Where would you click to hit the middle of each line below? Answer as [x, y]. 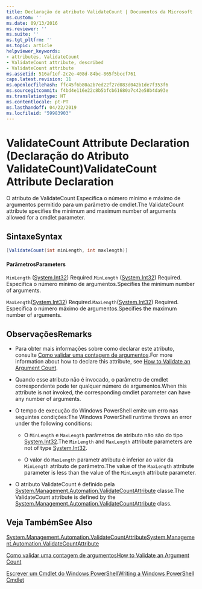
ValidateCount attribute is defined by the [65, 497]
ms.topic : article [29, 46]
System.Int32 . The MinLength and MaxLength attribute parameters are [108, 441]
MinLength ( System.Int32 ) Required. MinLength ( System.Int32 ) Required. [94, 278]
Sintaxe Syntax [34, 236]
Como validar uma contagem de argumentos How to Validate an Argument [98, 555]
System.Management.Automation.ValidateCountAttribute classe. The [99, 491]
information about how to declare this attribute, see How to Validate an [103, 362]
